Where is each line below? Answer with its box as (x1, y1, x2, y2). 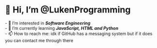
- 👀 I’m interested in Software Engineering (5, 20, 91, 26)
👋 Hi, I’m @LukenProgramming (5, 4, 131, 15)
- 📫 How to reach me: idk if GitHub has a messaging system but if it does (5, 31, 153, 36)
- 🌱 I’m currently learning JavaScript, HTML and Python (5, 25, 119, 31)
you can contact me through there (5, 37, 74, 43)
